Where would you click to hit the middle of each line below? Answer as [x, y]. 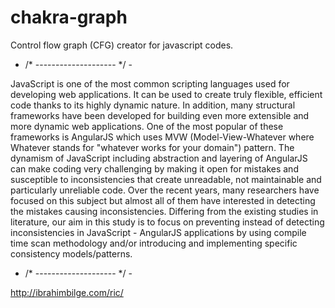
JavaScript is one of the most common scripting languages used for [150, 83]
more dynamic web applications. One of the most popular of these [147, 126]
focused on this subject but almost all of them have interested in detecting [163, 200]
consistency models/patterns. [71, 253]
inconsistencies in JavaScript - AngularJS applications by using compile [158, 232]
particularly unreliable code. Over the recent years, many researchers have [165, 190]
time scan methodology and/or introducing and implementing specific [154, 243]
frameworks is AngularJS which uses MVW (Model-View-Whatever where [162, 137]
